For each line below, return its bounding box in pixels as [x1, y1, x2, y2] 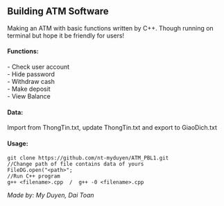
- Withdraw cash [7, 78, 55, 86]
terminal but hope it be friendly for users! [7, 31, 125, 40]
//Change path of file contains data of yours [7, 161, 144, 168]
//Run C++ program [7, 173, 60, 180]
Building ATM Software [7, 6, 109, 17]
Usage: [7, 139, 29, 148]
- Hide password [7, 70, 55, 78]
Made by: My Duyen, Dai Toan [7, 191, 95, 200]
